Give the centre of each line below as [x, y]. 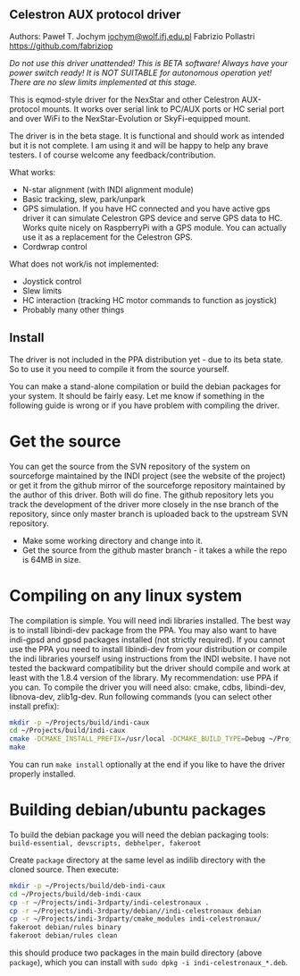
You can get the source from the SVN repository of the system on [130, 466]
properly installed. [42, 774]
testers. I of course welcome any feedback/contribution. [112, 155]
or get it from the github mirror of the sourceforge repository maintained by [147, 485]
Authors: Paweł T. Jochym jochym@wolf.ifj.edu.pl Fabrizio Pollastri [132, 36]
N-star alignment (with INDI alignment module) [108, 189]
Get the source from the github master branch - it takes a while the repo [154, 550]
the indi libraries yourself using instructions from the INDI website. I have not [150, 658]
